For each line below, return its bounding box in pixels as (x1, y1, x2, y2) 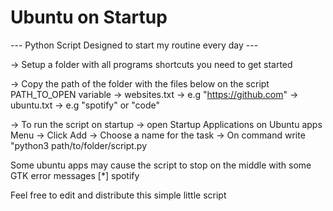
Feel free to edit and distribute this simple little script (10, 189, 227, 201)
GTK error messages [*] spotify (10, 169, 140, 181)
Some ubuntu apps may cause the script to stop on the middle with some (10, 159, 312, 171)
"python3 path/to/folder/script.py (10, 139, 148, 151)
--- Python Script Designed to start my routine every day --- (10, 39, 259, 51)
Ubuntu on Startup (10, 6, 168, 29)
